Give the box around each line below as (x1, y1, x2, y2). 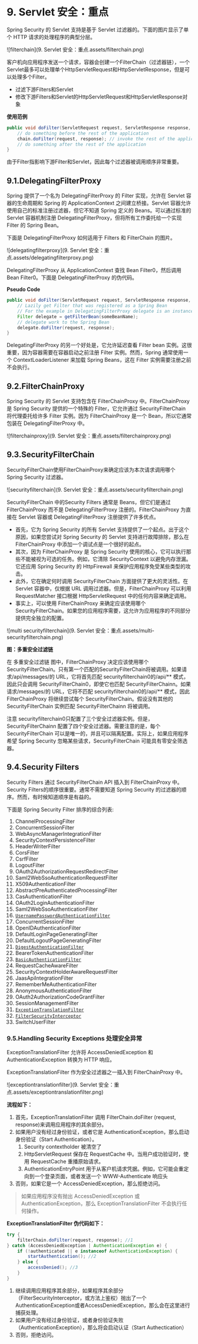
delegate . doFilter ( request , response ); (17, 325, 115, 331)
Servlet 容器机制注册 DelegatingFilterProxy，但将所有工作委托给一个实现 (6, 214, 182, 221)
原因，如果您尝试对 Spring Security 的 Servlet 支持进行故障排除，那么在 (15, 533, 190, 540)
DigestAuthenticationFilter (15, 944, 84, 950)
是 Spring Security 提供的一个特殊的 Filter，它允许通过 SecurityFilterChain (6, 405, 186, 412)
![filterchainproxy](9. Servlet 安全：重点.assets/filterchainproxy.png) (6, 432, 172, 440)
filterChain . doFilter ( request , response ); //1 (17, 1237, 133, 1243)
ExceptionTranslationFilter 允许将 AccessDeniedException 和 (6, 1048, 153, 1055)
